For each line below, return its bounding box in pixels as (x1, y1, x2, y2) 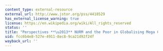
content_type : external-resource (5, 7, 73, 12)
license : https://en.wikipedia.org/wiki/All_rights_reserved (5, 20, 131, 26)
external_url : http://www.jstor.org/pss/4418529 (5, 12, 105, 17)
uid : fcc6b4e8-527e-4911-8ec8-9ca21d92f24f (5, 34, 95, 39)
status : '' (5, 25, 27, 30)
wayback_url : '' (5, 39, 38, 44)
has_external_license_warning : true (5, 16, 79, 21)
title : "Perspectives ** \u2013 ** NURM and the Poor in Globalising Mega (5, 30, 155, 34)
